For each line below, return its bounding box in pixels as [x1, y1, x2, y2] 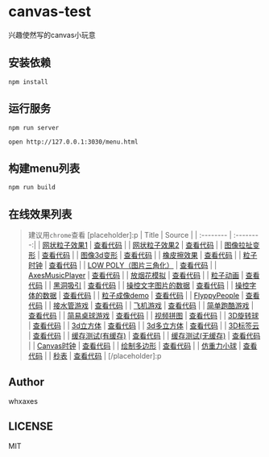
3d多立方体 [146, 321, 184, 330]
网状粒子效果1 [42, 240, 89, 250]
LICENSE [8, 420, 54, 434]
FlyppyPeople [193, 291, 240, 301]
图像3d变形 [80, 251, 118, 260]
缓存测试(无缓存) [171, 331, 226, 341]
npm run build [8, 184, 56, 192]
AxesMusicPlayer [27, 271, 86, 280]
